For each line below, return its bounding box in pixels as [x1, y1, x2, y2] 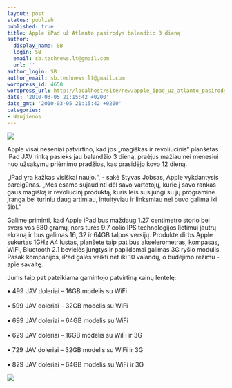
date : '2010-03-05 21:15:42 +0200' [7, 94, 110, 101]
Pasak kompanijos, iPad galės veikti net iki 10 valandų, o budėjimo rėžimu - [7, 252, 220, 261]
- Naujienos [7, 113, 41, 120]
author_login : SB [7, 68, 57, 75]
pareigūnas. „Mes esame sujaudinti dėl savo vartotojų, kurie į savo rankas [7, 181, 216, 189]
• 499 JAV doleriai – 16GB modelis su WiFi [7, 286, 128, 295]
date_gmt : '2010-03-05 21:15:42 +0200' [7, 100, 122, 107]
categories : [7, 107, 41, 113]
